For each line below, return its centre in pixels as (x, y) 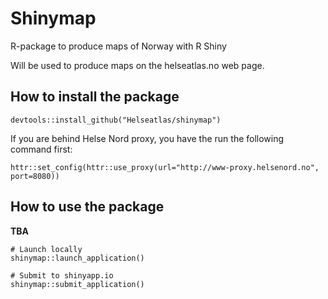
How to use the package (87, 207)
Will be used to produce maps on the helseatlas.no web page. (137, 65)
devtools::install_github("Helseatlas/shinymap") (116, 120)
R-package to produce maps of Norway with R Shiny (118, 46)
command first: (41, 149)
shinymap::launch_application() (77, 258)
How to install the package (95, 97)
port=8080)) (35, 176)
